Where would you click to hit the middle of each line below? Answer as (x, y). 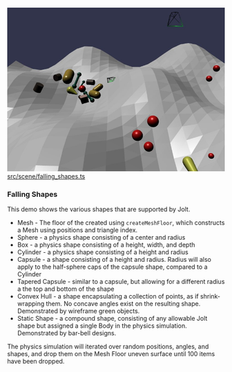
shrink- (210, 296)
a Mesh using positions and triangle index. (77, 230)
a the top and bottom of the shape (66, 289)
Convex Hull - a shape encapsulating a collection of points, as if (108, 296)
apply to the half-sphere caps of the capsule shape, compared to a (112, 267)
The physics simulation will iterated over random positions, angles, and (108, 346)
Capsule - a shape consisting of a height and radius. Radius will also (114, 260)
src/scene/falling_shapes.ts (46, 176)
